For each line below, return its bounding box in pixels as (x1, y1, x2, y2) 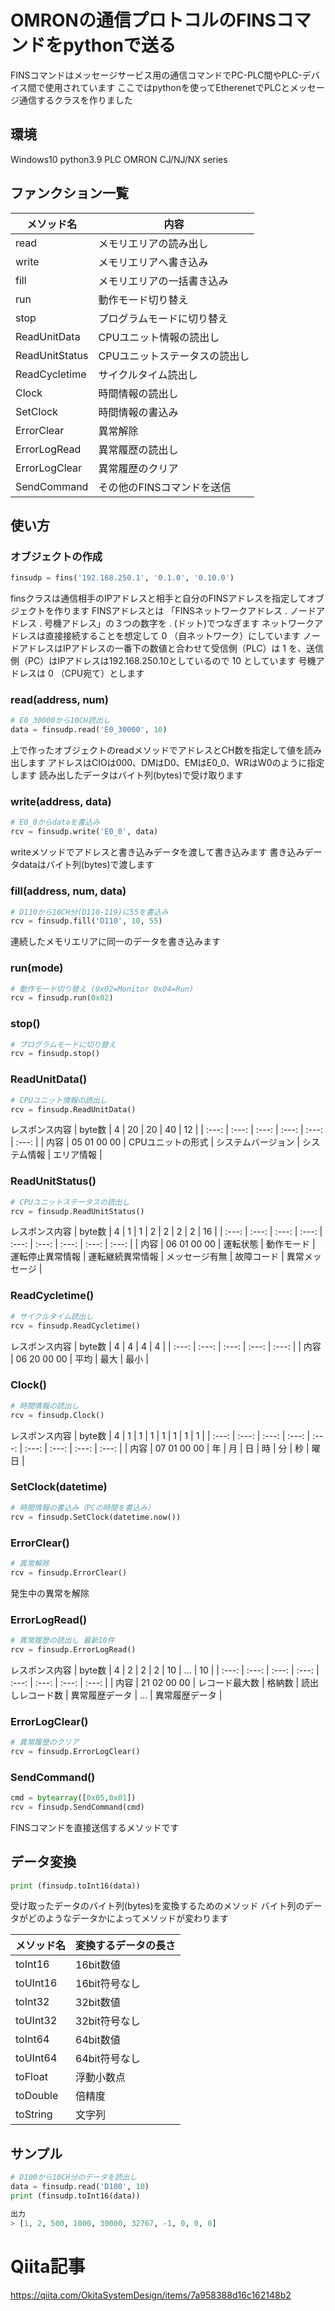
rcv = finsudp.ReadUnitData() (10, 1104, 137, 1115)
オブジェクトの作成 (10, 549, 103, 563)
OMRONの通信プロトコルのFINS (10, 9, 277, 32)
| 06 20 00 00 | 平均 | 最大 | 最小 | (10, 1352, 149, 1365)
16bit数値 (75, 1958, 121, 1972)
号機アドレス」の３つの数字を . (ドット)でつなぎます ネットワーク (43, 617, 315, 630)
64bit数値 (75, 2033, 121, 2047)
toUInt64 (15, 2051, 58, 2065)
